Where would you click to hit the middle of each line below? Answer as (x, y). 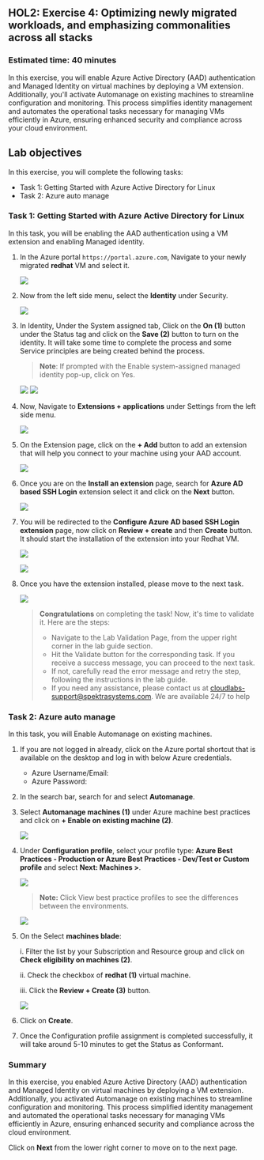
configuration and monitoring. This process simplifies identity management (130, 103)
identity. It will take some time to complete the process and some (125, 342)
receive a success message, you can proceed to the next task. (153, 663)
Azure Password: (59, 781)
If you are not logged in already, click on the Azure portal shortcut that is (138, 750)
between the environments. (84, 906)
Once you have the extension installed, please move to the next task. (132, 584)
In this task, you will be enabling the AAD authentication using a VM (118, 233)
